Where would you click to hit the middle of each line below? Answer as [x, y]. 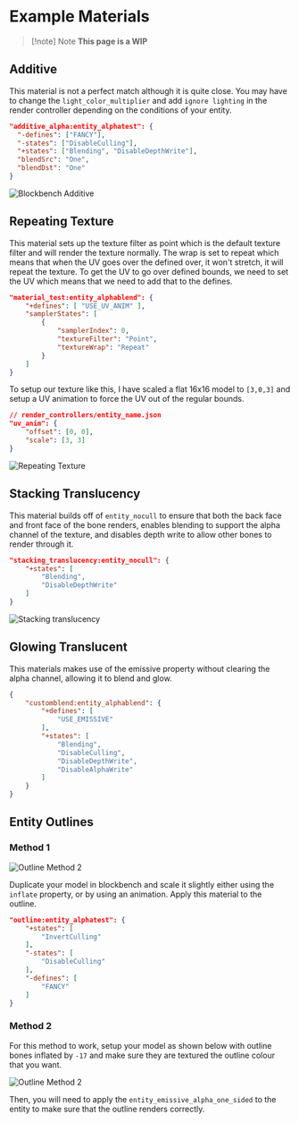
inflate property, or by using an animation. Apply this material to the [136, 894]
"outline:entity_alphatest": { [67, 920]
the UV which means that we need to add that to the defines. [121, 281]
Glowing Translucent [68, 647]
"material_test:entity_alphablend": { [81, 297]
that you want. [36, 1064]
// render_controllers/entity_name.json [86, 415]
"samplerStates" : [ [62, 314]
